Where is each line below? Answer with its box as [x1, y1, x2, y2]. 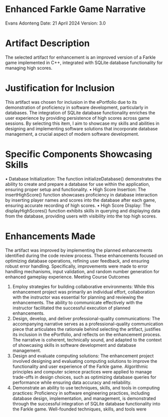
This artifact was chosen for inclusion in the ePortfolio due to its [5, 99, 137, 105]
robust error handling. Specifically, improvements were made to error [5, 263, 148, 269]
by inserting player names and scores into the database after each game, [5, 197, 156, 203]
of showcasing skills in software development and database [12, 342, 136, 348]
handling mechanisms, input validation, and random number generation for [5, 268, 159, 274]
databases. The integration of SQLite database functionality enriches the [5, 109, 155, 116]
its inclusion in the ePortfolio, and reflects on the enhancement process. [12, 331, 161, 337]
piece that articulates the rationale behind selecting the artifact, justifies [12, 326, 161, 332]
